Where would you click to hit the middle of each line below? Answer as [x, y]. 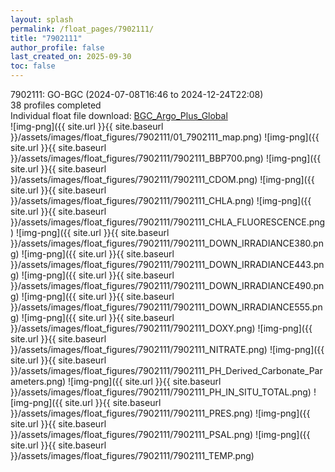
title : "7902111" [46, 38]
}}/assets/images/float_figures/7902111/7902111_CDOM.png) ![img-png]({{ [162, 179]
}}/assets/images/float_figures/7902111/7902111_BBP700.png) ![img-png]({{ [166, 158]
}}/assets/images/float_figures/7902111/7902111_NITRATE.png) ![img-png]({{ [167, 349]
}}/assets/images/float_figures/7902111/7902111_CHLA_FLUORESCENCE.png [168, 222]
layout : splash [42, 19]
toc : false [33, 66]
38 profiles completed [56, 105]
